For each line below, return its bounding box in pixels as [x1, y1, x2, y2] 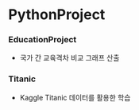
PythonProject [8, 6, 106, 24]
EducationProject [8, 34, 77, 45]
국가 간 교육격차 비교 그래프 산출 [19, 53, 120, 63]
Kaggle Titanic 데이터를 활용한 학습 [19, 92, 131, 102]
